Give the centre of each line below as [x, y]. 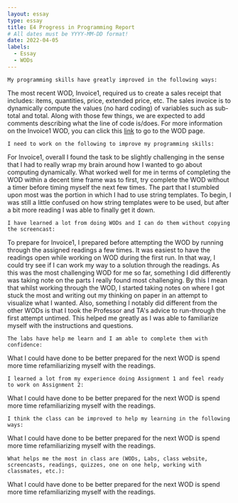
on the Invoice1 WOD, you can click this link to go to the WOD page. [106, 131]
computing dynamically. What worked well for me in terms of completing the [119, 172]
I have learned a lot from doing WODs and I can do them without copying [119, 223]
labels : [19, 47]
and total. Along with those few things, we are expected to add [113, 115]
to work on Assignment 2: [45, 385]
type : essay [25, 21]
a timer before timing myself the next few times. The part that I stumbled [113, 187]
